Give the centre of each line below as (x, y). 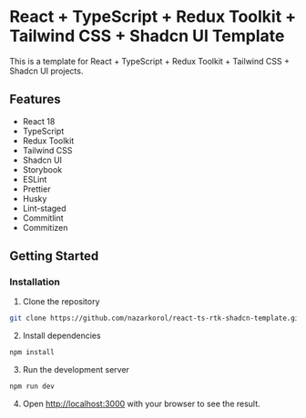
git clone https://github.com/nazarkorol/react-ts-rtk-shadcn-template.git (156, 318)
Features (35, 100)
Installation (35, 282)
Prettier (36, 189)
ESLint (35, 179)
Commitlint (43, 218)
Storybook (42, 169)
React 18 (39, 121)
